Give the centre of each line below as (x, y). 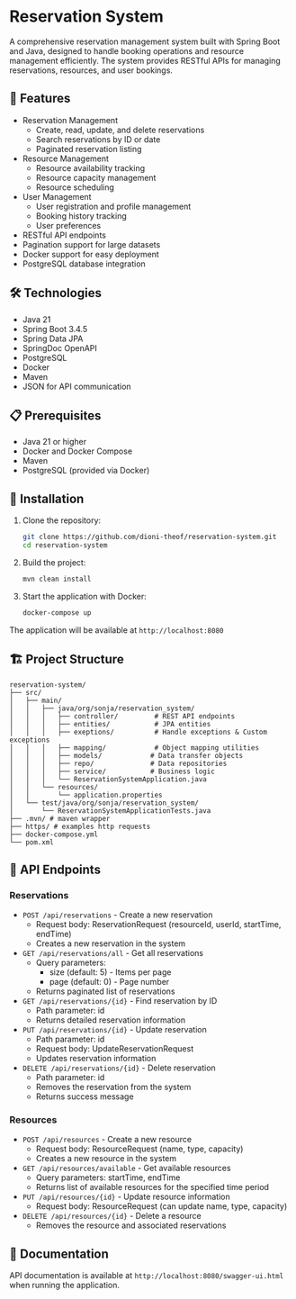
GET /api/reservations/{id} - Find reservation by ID (120, 1001)
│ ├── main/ (36, 700)
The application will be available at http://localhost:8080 (117, 630)
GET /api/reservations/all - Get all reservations (113, 953)
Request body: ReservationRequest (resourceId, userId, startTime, (158, 925)
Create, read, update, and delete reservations (120, 130)
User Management (57, 196)
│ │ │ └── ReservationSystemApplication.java (108, 779)
